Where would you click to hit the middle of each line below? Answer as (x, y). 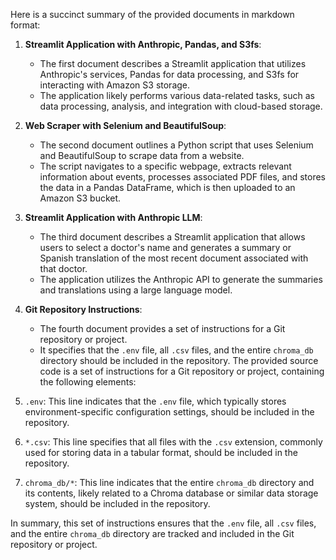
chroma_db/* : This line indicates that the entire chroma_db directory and (169, 482)
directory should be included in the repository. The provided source (179, 360)
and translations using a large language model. (136, 290)
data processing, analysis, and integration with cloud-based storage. (181, 106)
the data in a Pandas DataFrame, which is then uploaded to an (167, 187)
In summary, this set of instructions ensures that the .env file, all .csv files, (163, 523)
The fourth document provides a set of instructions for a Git (162, 328)
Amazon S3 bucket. (80, 198)
